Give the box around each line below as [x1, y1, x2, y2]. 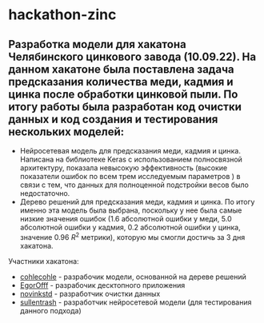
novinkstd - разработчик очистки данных [19, 289, 161, 298]
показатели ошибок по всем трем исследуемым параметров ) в [19, 172, 241, 181]
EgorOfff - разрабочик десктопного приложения [19, 280, 186, 289]
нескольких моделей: [8, 125, 125, 138]
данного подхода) [19, 305, 82, 315]
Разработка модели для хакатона [8, 38, 186, 51]
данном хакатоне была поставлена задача [8, 62, 234, 76]
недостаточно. [19, 189, 70, 197]
